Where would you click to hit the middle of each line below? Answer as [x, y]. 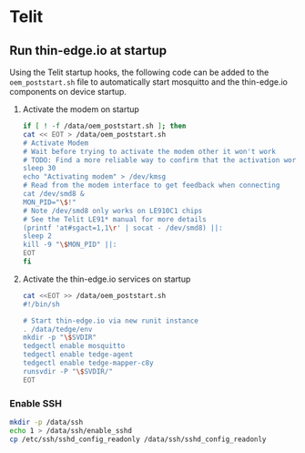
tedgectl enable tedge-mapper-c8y [88, 363]
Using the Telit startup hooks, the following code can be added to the [139, 72]
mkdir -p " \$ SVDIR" [60, 338]
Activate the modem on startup [81, 109]
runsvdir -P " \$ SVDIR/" [68, 371]
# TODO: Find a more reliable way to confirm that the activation [151, 160]
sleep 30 [39, 169]
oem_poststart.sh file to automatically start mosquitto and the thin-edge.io [149, 82]
